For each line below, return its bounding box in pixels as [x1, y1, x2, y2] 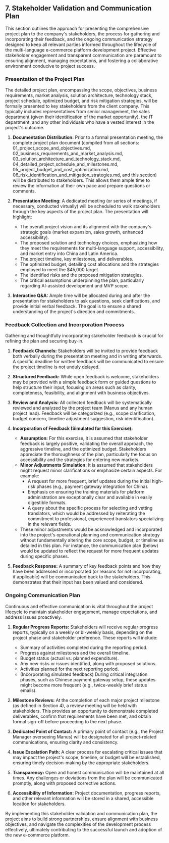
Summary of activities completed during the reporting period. [20, 644, 148, 651]
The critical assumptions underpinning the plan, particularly [20, 277, 144, 283]
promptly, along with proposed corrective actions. [12, 780, 117, 786]
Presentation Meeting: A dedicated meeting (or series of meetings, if [12, 198, 157, 204]
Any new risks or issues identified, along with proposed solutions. [20, 660, 157, 666]
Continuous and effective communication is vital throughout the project [5, 603, 153, 609]
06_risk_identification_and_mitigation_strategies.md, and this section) [12, 172, 157, 178]
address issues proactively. [5, 614, 62, 620]
